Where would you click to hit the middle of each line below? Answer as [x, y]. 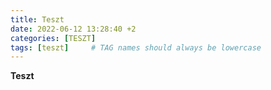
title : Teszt [37, 19]
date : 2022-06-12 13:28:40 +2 [73, 29]
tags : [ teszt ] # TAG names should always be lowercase [136, 47]
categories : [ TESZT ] [53, 38]
